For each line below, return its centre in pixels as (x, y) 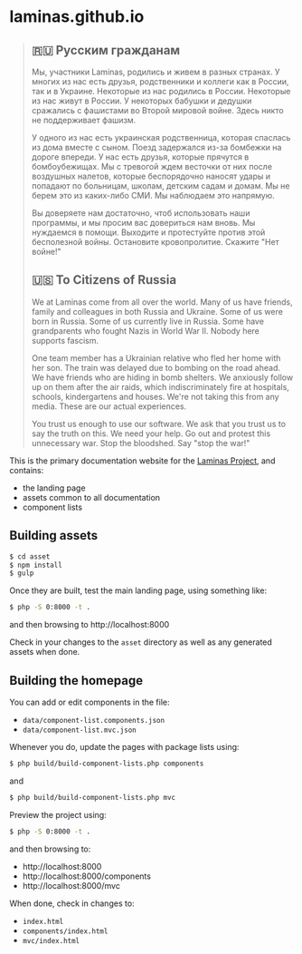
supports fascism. (65, 340)
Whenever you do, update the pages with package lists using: (124, 746)
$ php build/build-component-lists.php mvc (93, 797)
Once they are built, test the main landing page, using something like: (138, 590)
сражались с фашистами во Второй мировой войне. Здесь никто (157, 110)
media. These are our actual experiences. (109, 406)
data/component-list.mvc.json (80, 730)
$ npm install (36, 565)
